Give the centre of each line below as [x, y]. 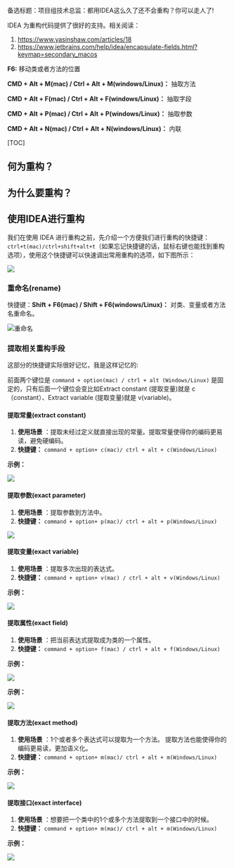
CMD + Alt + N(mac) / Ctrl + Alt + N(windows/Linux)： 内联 [95, 128]
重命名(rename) [34, 288]
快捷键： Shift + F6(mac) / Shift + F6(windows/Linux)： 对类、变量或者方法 [117, 304]
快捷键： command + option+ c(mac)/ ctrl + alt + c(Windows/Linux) [117, 450]
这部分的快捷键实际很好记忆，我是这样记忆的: [73, 365]
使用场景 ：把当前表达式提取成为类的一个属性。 [86, 640]
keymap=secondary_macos [57, 54]
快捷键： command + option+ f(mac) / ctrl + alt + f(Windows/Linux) [119, 649]
